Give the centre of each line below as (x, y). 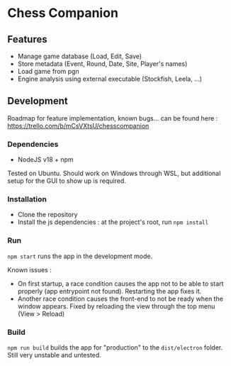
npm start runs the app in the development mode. (80, 256)
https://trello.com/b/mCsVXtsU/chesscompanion (78, 126)
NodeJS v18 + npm (45, 160)
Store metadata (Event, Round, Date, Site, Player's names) (102, 64)
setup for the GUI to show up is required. (67, 181)
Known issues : (29, 270)
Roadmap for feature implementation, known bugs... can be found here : (113, 118)
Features (27, 39)
